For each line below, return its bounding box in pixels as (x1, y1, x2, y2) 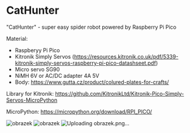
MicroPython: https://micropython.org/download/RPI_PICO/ (6, 108, 152, 115)
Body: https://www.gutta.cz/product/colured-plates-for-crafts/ (14, 78, 169, 86)
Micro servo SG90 (14, 65, 60, 72)
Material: (6, 35, 28, 42)
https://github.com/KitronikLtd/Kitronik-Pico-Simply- (55, 90, 184, 97)
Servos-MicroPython (6, 96, 58, 104)
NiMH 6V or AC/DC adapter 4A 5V (14, 72, 100, 79)
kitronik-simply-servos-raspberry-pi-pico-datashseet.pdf (14, 59, 157, 66)
